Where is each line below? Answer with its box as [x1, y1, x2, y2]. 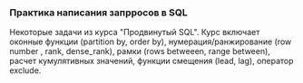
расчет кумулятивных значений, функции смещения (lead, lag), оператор [9, 56, 294, 67]
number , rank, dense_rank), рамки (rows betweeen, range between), [9, 46, 270, 57]
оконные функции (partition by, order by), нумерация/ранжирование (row [9, 36, 292, 47]
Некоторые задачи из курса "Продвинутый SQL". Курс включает [9, 27, 260, 38]
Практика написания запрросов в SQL [9, 6, 188, 19]
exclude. [9, 65, 42, 76]
